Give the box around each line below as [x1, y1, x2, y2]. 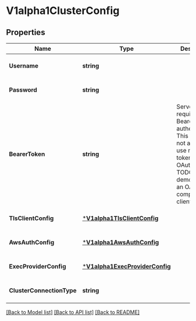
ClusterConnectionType [9, 287, 77, 294]
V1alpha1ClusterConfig [6, 4, 120, 18]
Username [9, 62, 39, 69]
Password [9, 86, 37, 94]
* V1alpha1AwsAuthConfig [82, 238, 159, 246]
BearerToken [9, 150, 45, 158]
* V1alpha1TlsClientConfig [82, 214, 159, 222]
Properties [6, 27, 45, 37]
